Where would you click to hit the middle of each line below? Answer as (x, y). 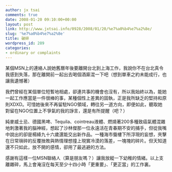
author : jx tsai (23, 10)
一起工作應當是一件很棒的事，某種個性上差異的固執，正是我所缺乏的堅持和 (84, 98)
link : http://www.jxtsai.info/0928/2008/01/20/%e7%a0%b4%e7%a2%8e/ (79, 29)
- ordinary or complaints (33, 53)
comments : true (21, 15)
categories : (18, 48)
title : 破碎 (17, 39)
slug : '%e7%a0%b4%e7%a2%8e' (35, 34)
